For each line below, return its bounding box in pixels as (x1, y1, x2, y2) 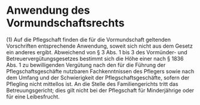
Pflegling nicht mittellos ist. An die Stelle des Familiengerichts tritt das (6, 80, 178, 87)
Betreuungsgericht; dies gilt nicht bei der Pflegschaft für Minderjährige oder (6, 87, 195, 94)
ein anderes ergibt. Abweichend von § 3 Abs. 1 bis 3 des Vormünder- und (6, 48, 187, 55)
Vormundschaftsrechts (6, 16, 125, 30)
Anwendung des (6, 4, 90, 17)
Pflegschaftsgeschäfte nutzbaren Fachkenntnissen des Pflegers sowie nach (6, 67, 195, 75)
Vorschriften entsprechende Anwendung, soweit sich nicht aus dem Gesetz (6, 42, 193, 50)
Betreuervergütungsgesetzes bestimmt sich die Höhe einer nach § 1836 (6, 55, 184, 62)
